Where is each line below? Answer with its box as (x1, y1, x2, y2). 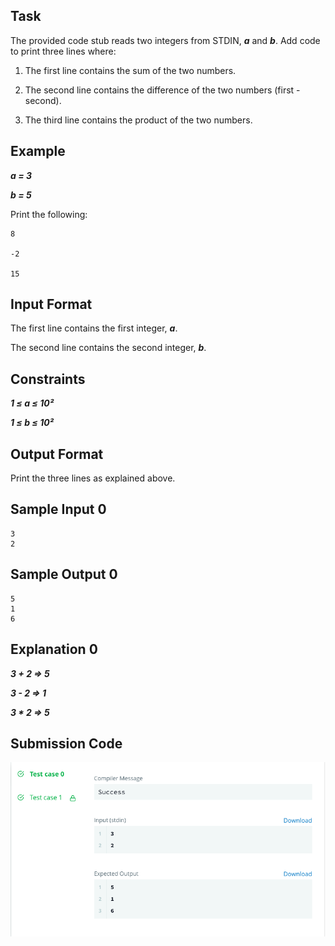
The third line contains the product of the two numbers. (24, 114, 253, 126)
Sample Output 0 (10, 566, 118, 583)
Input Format (10, 296, 93, 313)
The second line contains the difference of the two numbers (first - (24, 84, 301, 96)
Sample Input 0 (10, 501, 107, 518)
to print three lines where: (10, 45, 117, 57)
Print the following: (10, 208, 88, 220)
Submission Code (10, 735, 123, 752)
